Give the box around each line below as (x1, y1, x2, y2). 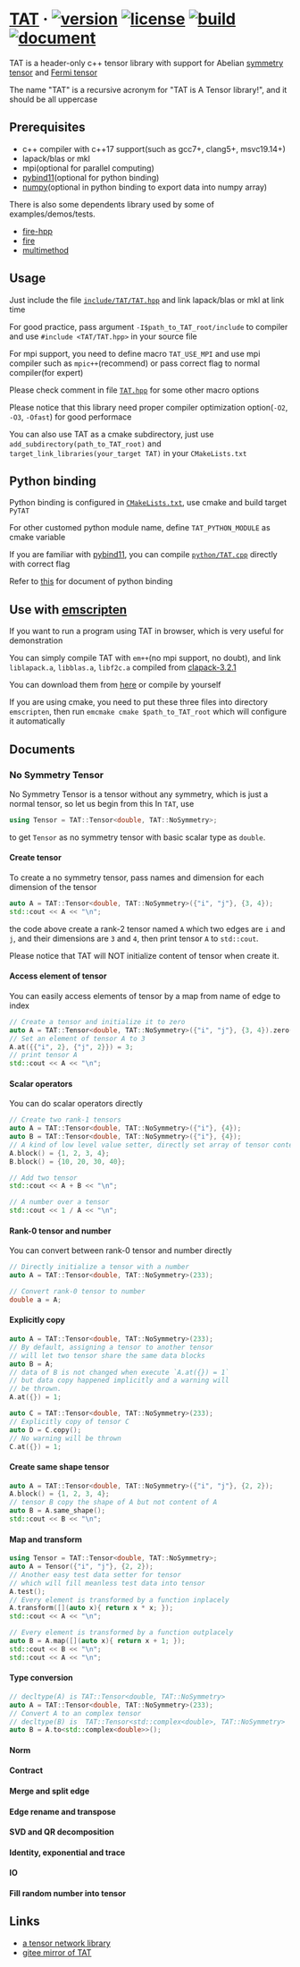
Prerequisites (9, 120, 86, 135)
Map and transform (9, 1534, 83, 1545)
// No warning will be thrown (9, 1434, 122, 1443)
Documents (9, 742, 76, 757)
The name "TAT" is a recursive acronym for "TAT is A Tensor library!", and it (9, 84, 287, 95)
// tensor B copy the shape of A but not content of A (9, 1498, 218, 1507)
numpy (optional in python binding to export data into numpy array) (21, 182, 268, 192)
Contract (9, 1765, 43, 1776)
